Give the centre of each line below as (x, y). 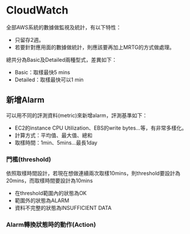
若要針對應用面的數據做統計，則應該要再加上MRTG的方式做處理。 (95, 47)
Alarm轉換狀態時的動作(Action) (51, 225)
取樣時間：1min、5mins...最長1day (56, 143)
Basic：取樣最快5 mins (42, 72)
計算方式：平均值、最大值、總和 (53, 135)
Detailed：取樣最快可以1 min (49, 80)
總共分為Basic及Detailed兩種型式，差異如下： (62, 60)
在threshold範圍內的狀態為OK (50, 193)
